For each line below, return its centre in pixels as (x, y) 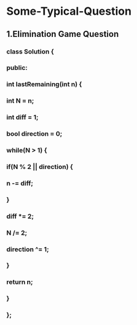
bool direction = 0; (34, 134)
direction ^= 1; (28, 249)
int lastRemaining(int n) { (44, 84)
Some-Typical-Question (69, 11)
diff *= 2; (20, 216)
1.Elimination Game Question (63, 34)
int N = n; (20, 101)
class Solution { (30, 52)
